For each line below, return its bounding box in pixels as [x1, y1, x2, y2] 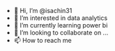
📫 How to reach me [13, 37, 72, 44]
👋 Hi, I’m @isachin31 [13, 7, 72, 14]
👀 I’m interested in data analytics [13, 14, 108, 22]
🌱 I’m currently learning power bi [13, 21, 108, 29]
